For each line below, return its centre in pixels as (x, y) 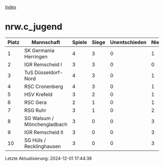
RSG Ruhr (35, 110)
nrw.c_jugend (34, 27)
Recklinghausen (42, 146)
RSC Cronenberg (44, 86)
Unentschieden (128, 42)
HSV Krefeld (38, 94)
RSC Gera (35, 102)
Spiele (80, 42)
